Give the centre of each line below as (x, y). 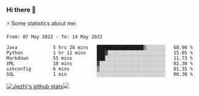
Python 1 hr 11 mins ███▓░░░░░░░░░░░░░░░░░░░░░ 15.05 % (99, 53)
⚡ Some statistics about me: (42, 23)
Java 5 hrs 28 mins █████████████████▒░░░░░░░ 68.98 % (99, 48)
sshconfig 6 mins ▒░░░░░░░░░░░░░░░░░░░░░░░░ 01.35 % (99, 69)
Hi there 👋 (21, 10)
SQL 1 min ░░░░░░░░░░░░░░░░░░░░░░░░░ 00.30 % (99, 75)
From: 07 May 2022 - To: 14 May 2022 (54, 37)
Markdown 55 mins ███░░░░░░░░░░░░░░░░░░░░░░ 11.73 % (99, 58)
